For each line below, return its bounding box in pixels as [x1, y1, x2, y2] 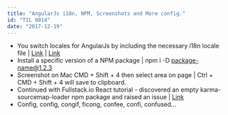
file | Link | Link [16, 49, 60, 57]
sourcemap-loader [16, 93, 70, 101]
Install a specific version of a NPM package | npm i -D [16, 56, 170, 65]
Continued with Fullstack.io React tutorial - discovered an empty [16, 85, 199, 94]
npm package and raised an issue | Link [71, 93, 184, 101]
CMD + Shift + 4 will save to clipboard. [16, 79, 127, 87]
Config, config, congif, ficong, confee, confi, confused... [16, 101, 176, 109]
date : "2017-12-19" [7, 23, 63, 30]
